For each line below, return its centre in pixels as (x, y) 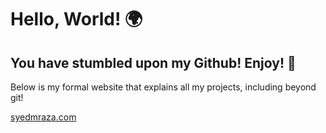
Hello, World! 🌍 (76, 19)
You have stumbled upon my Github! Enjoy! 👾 (153, 62)
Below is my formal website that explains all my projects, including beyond (163, 87)
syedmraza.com (43, 117)
